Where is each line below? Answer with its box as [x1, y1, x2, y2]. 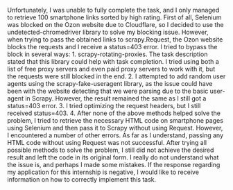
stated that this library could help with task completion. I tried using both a [7, 58, 220, 65]
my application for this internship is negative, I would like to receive [7, 168, 200, 176]
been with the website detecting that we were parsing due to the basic [7, 87, 209, 95]
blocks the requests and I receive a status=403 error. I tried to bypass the [7, 43, 218, 51]
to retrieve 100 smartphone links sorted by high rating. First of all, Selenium [7, 13, 222, 21]
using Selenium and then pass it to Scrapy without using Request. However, [7, 124, 223, 132]
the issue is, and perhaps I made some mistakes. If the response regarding [7, 161, 221, 169]
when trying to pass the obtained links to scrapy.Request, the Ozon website [7, 35, 223, 44]
